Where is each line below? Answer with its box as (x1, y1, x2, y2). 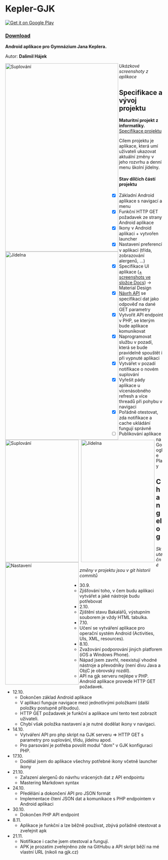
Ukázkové (119, 63, 140, 69)
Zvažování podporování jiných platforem (79, 646, 162, 652)
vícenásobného (119, 388, 151, 394)
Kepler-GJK (5, 3, 55, 15)
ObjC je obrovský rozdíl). (79, 667, 131, 673)
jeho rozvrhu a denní (119, 159, 162, 165)
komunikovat (119, 328, 145, 334)
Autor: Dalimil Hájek (5, 53, 47, 59)
